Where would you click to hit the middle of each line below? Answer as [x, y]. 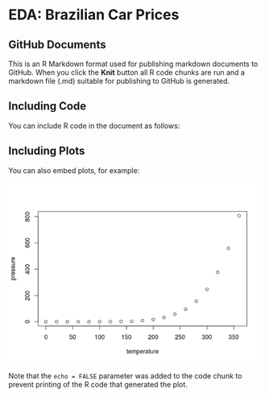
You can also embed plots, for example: [74, 170]
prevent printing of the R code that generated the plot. [98, 384]
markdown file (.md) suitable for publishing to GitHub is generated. [119, 81]
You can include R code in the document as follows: [94, 126]
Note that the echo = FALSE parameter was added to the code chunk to [125, 375]
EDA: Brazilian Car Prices [94, 15]
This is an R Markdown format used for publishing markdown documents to [133, 64]
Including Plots [47, 151]
